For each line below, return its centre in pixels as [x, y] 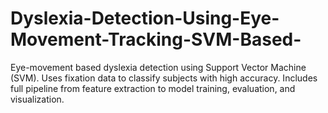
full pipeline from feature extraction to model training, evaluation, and [153, 88]
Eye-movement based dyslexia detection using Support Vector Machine [158, 67]
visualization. [37, 99]
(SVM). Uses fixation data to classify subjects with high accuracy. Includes [164, 78]
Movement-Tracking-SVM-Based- [156, 39]
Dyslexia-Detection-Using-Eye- [145, 18]
